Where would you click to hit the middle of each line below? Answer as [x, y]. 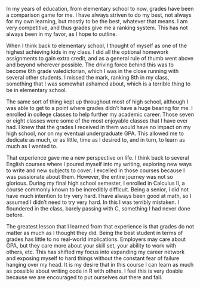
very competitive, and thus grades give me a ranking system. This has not [97, 28]
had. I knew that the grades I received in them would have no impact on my [99, 127]
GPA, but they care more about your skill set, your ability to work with [91, 245]
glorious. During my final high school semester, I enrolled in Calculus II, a [96, 183]
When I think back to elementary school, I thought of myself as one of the [96, 45]
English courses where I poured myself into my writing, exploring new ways [99, 164]
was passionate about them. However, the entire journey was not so [90, 177]
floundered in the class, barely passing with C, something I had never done [99, 208]
